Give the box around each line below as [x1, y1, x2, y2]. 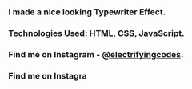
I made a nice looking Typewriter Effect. [8, 6, 166, 17]
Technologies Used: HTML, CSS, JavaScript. [8, 27, 185, 38]
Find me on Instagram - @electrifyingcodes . [8, 48, 184, 60]
